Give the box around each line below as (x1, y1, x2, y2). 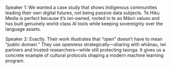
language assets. (5, 26, 41, 32)
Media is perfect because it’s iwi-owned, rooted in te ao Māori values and (5, 15, 160, 21)
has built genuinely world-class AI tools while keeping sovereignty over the (5, 20, 163, 27)
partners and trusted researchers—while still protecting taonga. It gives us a (5, 47, 165, 53)
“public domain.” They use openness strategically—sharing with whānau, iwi (5, 41, 166, 48)
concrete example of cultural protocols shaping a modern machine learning (5, 52, 164, 58)
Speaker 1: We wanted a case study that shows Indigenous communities (5, 5, 157, 10)
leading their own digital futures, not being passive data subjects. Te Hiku (5, 10, 160, 16)
